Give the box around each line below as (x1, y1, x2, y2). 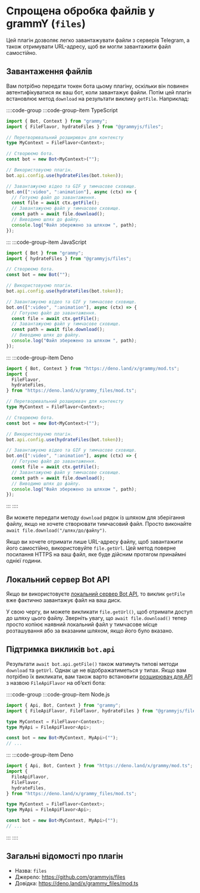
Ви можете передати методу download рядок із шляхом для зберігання (6, 514, 185, 521)
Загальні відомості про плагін (6, 851, 123, 861)
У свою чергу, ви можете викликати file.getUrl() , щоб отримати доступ (6, 608, 193, 615)
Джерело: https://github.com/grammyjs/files (14, 873, 126, 880)
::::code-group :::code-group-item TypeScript (6, 106, 118, 114)
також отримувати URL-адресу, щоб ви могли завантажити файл (6, 43, 171, 50)
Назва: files (14, 867, 47, 874)
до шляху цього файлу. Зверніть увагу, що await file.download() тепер (6, 615, 187, 622)
